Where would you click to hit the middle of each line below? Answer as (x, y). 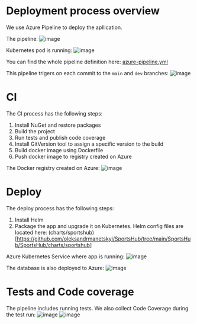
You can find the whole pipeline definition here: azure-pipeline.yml (87, 62)
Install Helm (29, 220)
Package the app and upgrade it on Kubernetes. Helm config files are (99, 226)
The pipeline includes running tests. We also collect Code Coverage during (97, 308)
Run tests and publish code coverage (60, 137)
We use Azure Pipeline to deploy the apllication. (64, 27)
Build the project (35, 131)
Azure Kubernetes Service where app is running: (65, 256)
